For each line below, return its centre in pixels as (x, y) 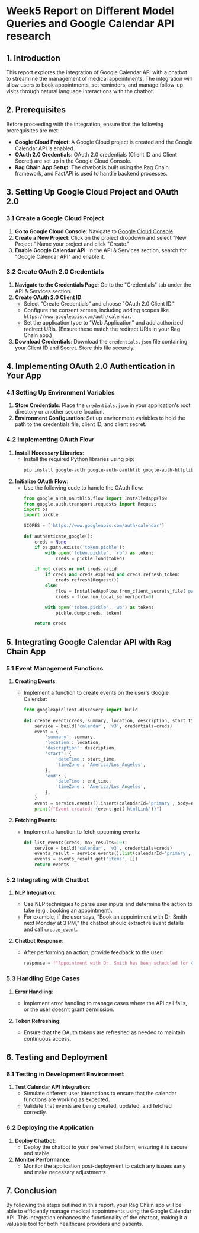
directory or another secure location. (60, 412)
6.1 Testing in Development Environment (65, 1074)
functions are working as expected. (67, 1099)
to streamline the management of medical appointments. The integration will (99, 79)
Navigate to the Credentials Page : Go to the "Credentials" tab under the (103, 285)
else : (52, 586)
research (29, 36)
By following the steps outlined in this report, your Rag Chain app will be (94, 1205)
